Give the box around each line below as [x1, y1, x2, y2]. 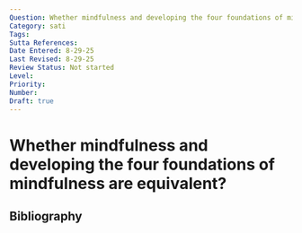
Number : [9, 88, 39, 97]
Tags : [9, 30, 30, 39]
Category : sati [9, 22, 67, 30]
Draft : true [9, 96, 54, 106]
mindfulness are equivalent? [9, 173, 227, 194]
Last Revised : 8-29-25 [9, 55, 94, 64]
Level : [9, 72, 34, 81]
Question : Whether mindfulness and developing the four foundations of [9, 13, 283, 22]
